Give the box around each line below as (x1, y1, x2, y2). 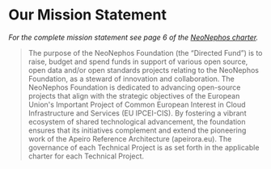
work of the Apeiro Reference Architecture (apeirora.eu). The (28, 133, 232, 143)
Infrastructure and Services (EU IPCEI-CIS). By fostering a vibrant (28, 108, 247, 118)
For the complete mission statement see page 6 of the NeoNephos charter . (8, 32, 259, 42)
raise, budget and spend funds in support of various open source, (28, 57, 248, 66)
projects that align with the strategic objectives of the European (28, 91, 240, 100)
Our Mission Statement (8, 6, 167, 24)
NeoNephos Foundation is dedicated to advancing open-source (28, 82, 241, 92)
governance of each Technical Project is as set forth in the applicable (28, 142, 260, 152)
